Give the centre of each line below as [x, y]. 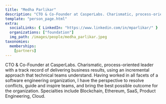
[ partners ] [25, 51]
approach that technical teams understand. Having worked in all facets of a [82, 75]
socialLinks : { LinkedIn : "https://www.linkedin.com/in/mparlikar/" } [84, 28]
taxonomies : [17, 42]
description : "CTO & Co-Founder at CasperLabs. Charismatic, [69, 14]
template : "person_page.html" [36, 19]
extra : [12, 23]
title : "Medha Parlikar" [31, 10]
